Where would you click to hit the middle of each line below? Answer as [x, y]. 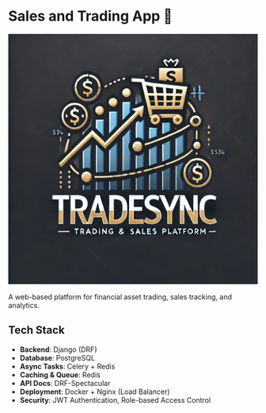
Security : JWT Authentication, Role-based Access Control [115, 399]
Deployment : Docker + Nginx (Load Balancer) [95, 392]
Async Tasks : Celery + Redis [67, 366]
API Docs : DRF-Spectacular [65, 383]
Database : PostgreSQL [57, 357]
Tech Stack [36, 330]
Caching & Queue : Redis [60, 374]
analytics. [24, 305]
